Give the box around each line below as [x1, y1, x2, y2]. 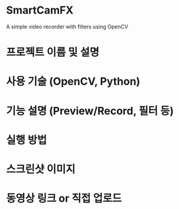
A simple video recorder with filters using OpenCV [6, 23, 129, 30]
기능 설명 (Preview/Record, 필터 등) [6, 104, 174, 117]
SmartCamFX [6, 4, 74, 17]
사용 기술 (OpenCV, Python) [6, 75, 141, 89]
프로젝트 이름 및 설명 [6, 45, 99, 59]
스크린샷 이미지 [6, 162, 76, 176]
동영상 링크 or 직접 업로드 [6, 192, 122, 205]
